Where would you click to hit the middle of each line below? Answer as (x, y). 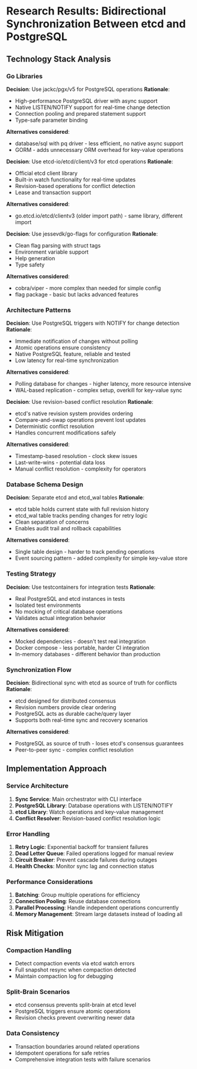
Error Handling (28, 834)
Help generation (35, 258)
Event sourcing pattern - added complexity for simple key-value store (101, 558)
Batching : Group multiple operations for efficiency (77, 895)
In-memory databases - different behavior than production (88, 654)
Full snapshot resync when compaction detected (76, 970)
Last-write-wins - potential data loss (60, 463)
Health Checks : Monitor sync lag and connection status (85, 867)
